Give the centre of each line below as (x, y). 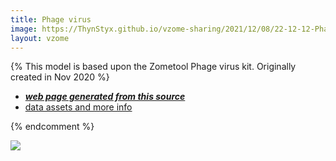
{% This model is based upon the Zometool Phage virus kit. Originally (153, 67)
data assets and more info (78, 107)
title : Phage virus (51, 19)
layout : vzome (40, 38)
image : (24, 29)
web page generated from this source (105, 97)
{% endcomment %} (52, 127)
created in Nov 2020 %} (60, 77)
